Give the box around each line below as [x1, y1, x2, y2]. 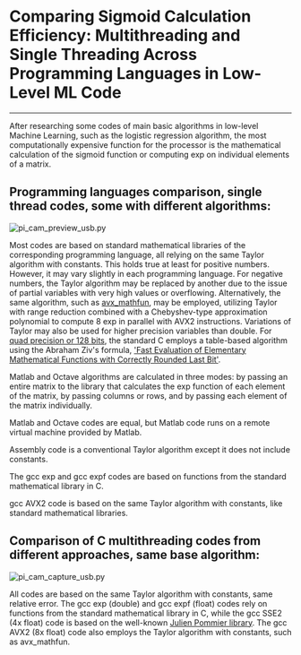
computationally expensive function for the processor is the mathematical [9, 139, 281, 150]
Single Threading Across [9, 45, 197, 65]
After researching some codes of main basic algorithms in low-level [9, 120, 259, 131]
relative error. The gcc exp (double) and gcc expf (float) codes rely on [9, 598, 268, 608]
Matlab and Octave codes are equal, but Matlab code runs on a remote [9, 417, 271, 427]
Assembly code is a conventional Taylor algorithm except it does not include [9, 444, 291, 454]
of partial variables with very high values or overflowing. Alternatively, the [9, 287, 281, 297]
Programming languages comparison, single [9, 185, 262, 200]
